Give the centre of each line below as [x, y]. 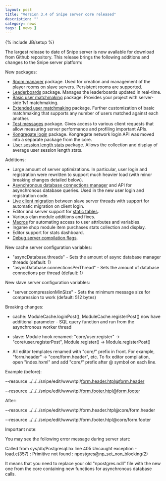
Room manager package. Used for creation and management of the [81, 82]
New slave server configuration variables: [48, 283]
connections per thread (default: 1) [48, 273]
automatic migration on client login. [48, 206]
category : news [21, 24]
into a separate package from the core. [52, 140]
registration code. [30, 196]
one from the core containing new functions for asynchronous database [79, 469]
